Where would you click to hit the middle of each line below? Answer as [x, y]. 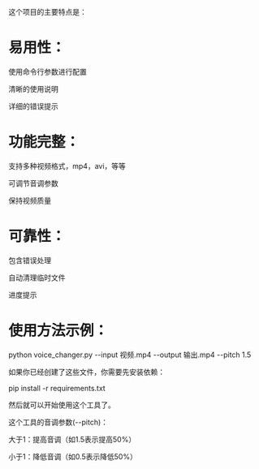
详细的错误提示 [33, 106]
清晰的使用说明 [33, 88]
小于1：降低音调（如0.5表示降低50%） [73, 456]
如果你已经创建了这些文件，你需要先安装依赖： [86, 372]
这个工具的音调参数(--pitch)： [58, 422]
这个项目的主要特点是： [47, 12]
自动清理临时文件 [37, 278]
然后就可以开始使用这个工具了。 [62, 405]
